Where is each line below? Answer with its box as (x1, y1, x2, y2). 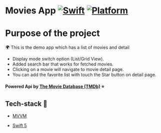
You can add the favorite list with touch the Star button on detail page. (12, 72, 157, 78)
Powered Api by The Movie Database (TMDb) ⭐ (5, 83, 105, 89)
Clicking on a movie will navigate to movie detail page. (12, 66, 124, 72)
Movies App (5, 5, 56, 16)
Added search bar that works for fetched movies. (12, 61, 114, 67)
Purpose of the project (5, 28, 100, 39)
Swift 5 (12, 122, 27, 129)
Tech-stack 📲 (5, 100, 48, 108)
